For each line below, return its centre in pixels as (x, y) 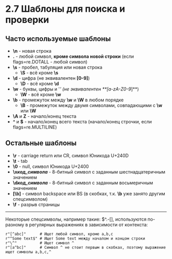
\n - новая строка (32, 51)
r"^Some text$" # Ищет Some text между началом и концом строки (75, 239)
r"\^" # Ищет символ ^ (40, 243)
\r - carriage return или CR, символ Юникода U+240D (71, 155)
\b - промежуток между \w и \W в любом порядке (68, 100)
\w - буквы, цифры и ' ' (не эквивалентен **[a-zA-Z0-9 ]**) (76, 89)
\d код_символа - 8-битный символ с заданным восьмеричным (83, 183)
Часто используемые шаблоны (58, 39)
